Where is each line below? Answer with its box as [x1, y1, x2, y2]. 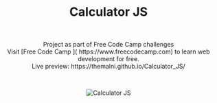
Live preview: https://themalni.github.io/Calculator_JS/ [32, 62, 185, 70]
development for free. [78, 54, 139, 62]
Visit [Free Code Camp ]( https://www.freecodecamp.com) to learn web [6, 47, 210, 56]
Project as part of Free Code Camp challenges [43, 40, 174, 48]
